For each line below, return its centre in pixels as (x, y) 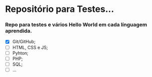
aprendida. (19, 31)
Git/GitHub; (24, 42)
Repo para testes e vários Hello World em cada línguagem (76, 25)
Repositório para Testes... (60, 9)
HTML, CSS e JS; (30, 47)
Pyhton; (20, 53)
